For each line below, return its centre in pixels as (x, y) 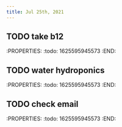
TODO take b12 (35, 37)
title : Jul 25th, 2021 (35, 12)
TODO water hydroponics (56, 70)
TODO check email (42, 104)
